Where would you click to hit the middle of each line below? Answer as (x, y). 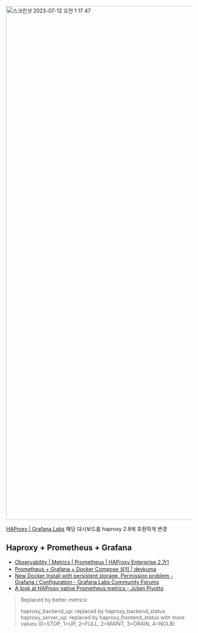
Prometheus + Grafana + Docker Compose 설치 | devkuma (85, 569)
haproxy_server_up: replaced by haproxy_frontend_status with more (103, 617)
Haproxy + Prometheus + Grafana (69, 548)
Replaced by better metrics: (54, 599)
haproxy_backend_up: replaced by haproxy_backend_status (93, 611)
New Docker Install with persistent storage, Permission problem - (94, 576)
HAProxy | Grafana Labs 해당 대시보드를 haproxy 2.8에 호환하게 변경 (87, 529)
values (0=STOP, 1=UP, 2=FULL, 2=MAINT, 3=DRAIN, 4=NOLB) (98, 624)
